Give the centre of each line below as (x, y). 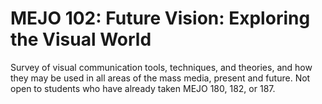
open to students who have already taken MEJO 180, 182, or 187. (143, 88)
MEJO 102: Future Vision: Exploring (160, 18)
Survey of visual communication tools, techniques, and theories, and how (161, 67)
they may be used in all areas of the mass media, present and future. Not (160, 78)
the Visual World (81, 39)
